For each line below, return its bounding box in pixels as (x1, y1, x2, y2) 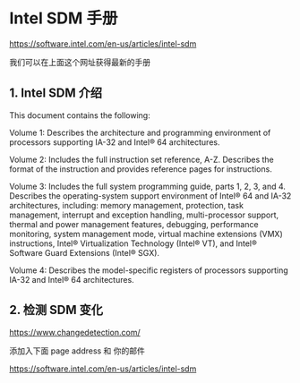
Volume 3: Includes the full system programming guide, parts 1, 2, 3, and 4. (9, 181, 287, 191)
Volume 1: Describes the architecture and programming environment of (9, 127, 271, 138)
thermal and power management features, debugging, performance (9, 218, 259, 229)
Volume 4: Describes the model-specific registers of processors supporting (9, 265, 288, 276)
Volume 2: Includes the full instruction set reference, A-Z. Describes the (9, 154, 275, 165)
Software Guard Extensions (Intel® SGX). (9, 247, 159, 258)
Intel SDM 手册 (9, 8, 118, 29)
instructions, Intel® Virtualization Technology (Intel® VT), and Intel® (9, 238, 258, 249)
